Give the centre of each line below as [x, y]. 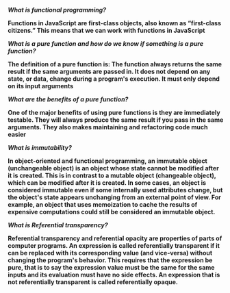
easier [17, 134]
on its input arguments [41, 86]
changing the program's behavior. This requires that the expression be [110, 260]
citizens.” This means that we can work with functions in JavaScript [106, 30]
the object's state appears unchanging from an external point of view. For [114, 197]
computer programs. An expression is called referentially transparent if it [114, 245]
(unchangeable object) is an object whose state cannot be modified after [114, 168]
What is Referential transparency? [58, 225]
